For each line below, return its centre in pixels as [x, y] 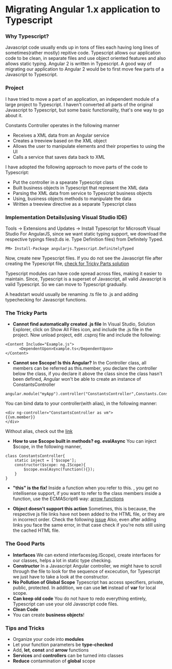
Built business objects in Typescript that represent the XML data [80, 187]
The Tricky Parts [26, 313]
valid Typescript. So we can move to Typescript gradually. [67, 285]
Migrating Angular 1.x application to [83, 9]
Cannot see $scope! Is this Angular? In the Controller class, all [80, 363]
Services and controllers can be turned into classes [68, 655]
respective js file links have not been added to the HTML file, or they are [89, 514]
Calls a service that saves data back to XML [59, 157]
